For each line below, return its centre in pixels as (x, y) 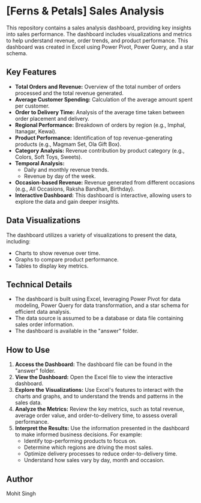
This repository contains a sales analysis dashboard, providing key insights (99, 28)
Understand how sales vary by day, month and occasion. (94, 460)
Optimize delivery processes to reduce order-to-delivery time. (100, 454)
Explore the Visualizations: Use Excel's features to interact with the (99, 390)
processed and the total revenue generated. (69, 93)
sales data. (28, 403)
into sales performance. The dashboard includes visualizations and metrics (99, 34)
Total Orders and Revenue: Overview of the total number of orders (98, 87)
